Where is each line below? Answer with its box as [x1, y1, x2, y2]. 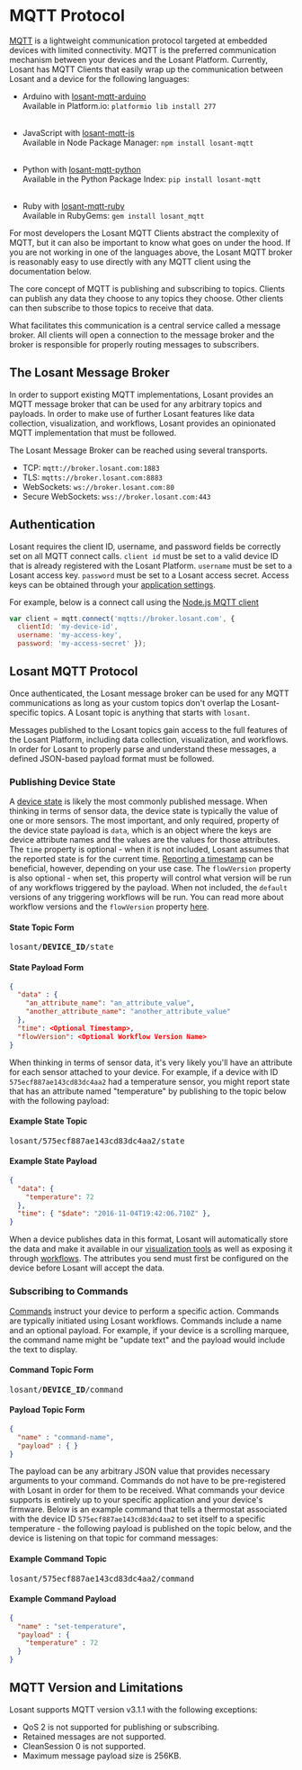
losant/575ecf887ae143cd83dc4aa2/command [9, 1573, 195, 1584]
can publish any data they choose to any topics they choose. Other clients [9, 293, 284, 303]
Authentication [9, 517, 96, 532]
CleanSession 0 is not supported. [22, 1740, 147, 1751]
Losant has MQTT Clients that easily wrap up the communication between [9, 64, 284, 75]
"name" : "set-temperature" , [17, 1621, 127, 1630]
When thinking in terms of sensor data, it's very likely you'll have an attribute [9, 1057, 293, 1068]
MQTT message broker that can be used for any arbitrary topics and [9, 398, 262, 410]
